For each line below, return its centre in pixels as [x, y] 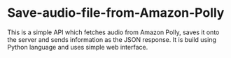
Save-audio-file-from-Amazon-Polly [116, 13]
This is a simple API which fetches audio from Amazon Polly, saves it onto [113, 32]
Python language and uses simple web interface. [78, 47]
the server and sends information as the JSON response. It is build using [112, 39]
